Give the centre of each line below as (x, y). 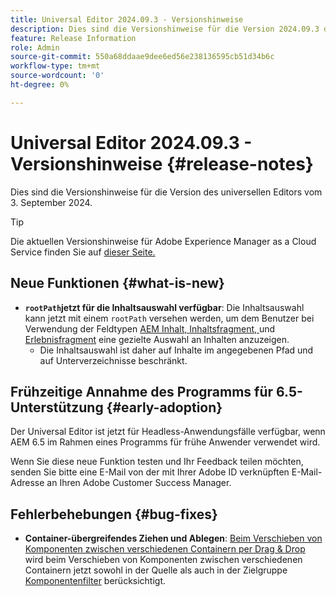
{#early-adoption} (164, 407)
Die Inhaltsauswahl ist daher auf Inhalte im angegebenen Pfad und (176, 350)
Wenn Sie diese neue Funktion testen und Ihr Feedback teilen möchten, (157, 462)
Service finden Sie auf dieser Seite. (83, 252)
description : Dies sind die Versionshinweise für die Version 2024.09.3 (165, 29)
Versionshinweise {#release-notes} (162, 163)
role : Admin (35, 47)
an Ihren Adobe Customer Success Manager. (139, 483)
